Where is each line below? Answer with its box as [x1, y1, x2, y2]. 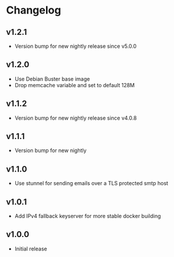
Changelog [6, 4, 61, 17]
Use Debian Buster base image [14, 75, 90, 83]
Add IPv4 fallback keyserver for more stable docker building [14, 213, 161, 220]
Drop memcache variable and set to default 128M [14, 81, 135, 88]
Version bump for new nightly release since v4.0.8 [14, 114, 137, 121]
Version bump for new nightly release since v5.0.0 [14, 42, 137, 50]
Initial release [14, 245, 47, 252]
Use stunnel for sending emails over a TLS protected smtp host [14, 180, 169, 187]
